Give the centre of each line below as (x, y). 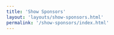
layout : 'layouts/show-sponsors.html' (55, 17)
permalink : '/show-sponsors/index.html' (58, 23)
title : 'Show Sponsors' (36, 12)
